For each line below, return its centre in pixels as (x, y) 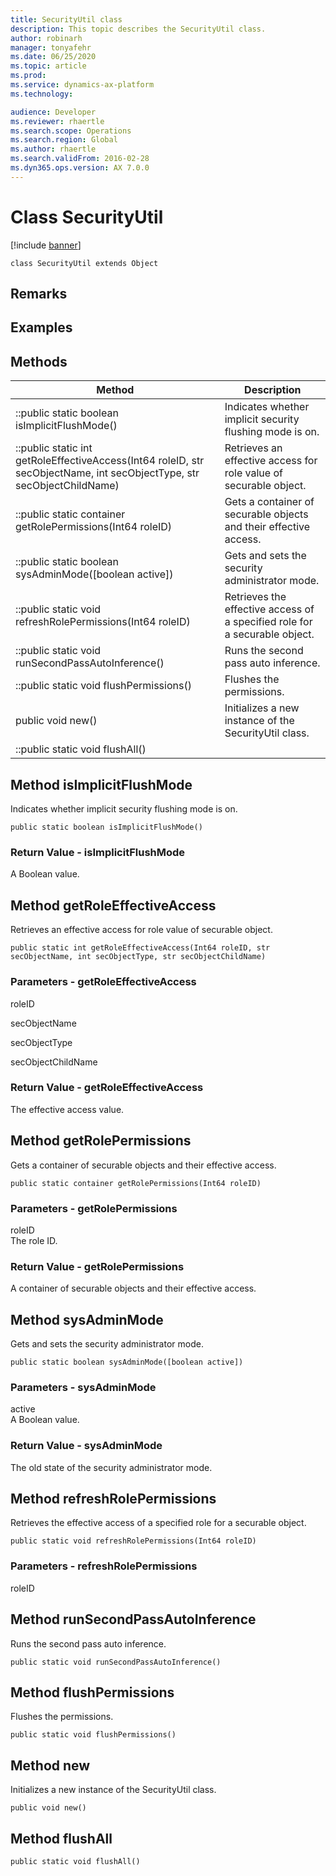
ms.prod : (28, 76)
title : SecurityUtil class (66, 19)
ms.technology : (42, 94)
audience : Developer (53, 112)
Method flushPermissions (92, 1692)
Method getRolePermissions (101, 1141)
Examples (41, 327)
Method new (50, 1765)
